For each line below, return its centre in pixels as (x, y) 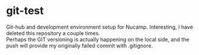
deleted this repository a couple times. (53, 33)
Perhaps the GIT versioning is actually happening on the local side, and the (98, 39)
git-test (25, 11)
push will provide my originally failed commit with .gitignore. (80, 46)
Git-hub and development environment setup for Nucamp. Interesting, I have (99, 27)
